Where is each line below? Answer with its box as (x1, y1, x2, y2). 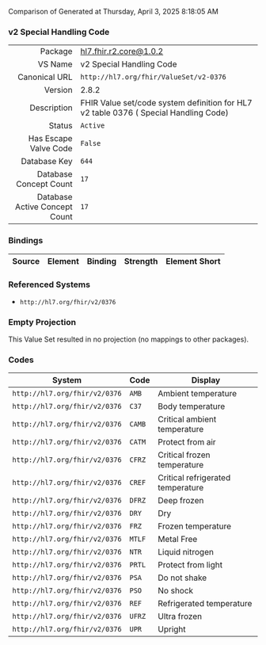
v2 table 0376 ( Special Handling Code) (80, 107, 229, 118)
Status (48, 120, 73, 132)
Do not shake (158, 572, 207, 583)
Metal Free (158, 534, 198, 545)
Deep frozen (158, 495, 204, 506)
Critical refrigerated (158, 472, 231, 483)
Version (44, 85, 73, 96)
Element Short (165, 255, 221, 266)
